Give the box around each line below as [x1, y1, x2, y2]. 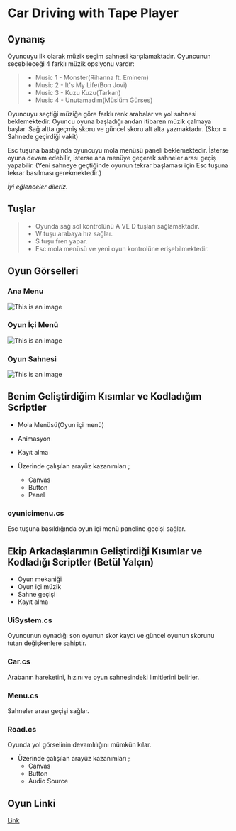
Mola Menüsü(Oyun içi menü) [17, 420, 105, 429]
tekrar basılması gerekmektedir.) [7, 169, 102, 177]
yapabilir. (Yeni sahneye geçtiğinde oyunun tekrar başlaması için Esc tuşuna [7, 161, 229, 170]
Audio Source [28, 777, 69, 786]
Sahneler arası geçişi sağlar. [7, 706, 90, 715]
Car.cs [7, 656, 30, 666]
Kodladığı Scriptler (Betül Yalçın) [7, 556, 154, 568]
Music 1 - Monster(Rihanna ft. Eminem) [35, 73, 149, 82]
